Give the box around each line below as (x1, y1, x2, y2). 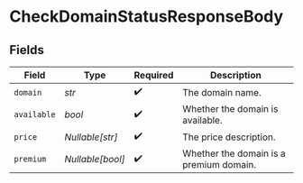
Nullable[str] (64, 131, 118, 143)
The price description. (182, 131, 277, 143)
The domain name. (182, 86, 262, 98)
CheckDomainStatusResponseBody (9, 6, 284, 27)
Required (133, 69, 174, 81)
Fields (9, 42, 45, 58)
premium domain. (182, 159, 257, 170)
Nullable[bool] (64, 153, 126, 165)
